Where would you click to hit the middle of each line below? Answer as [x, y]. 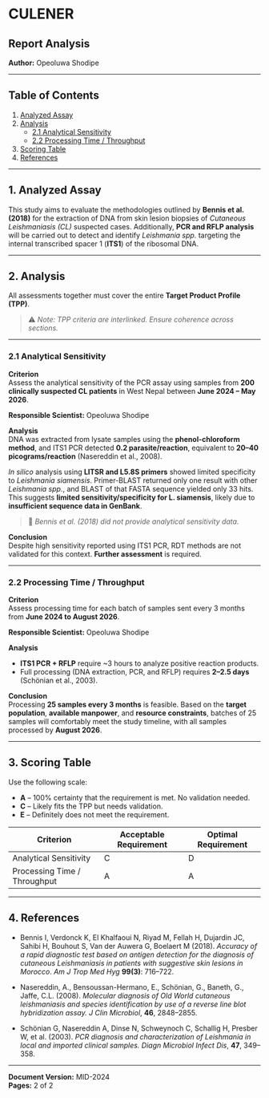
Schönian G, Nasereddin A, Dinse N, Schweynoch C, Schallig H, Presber [139, 1028]
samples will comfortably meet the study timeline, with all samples [117, 722]
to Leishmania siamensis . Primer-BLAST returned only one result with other [133, 480]
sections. [43, 328]
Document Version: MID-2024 [59, 1076]
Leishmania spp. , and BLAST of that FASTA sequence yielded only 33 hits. [131, 488]
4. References [44, 918]
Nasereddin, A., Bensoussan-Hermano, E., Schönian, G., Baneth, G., [132, 987]
